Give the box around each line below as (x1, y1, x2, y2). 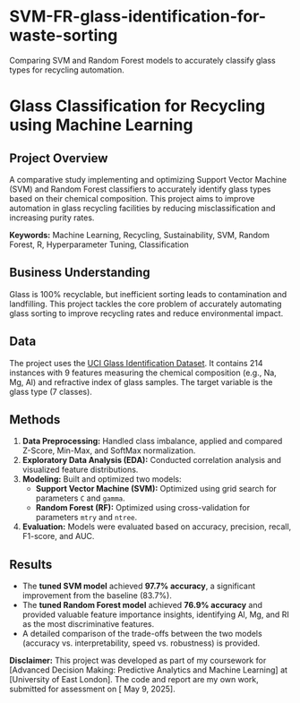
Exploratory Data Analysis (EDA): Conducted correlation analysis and (21, 455, 282, 466)
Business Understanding (9, 265, 150, 280)
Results (9, 557, 53, 572)
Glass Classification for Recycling (9, 96, 266, 116)
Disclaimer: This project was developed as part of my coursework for (9, 656, 267, 666)
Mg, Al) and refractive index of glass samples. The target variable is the (9, 376, 273, 387)
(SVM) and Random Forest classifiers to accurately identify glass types (9, 184, 271, 194)
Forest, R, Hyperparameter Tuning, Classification (9, 239, 190, 250)
